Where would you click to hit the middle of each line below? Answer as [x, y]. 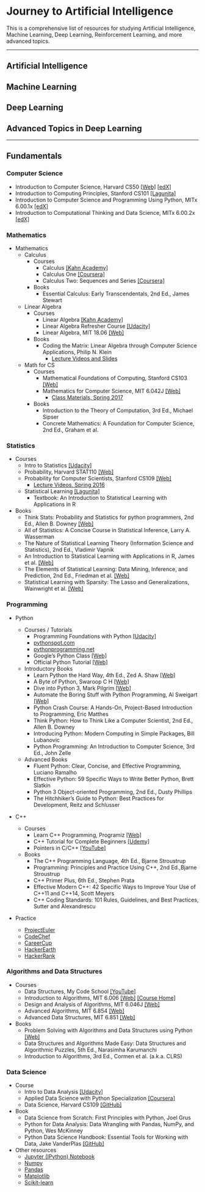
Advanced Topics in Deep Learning [74, 128]
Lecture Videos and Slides [85, 358]
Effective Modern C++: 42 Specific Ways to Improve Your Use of [115, 887]
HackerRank [40, 956]
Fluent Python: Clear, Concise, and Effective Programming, [107, 766]
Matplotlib [37, 1176]
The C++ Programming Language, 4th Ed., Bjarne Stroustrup [110, 861]
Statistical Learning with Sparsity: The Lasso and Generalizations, [107, 582]
